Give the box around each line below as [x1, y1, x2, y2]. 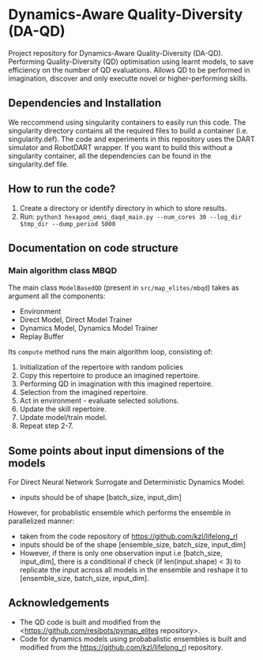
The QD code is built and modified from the [19, 617, 161, 627]
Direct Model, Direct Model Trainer [19, 315, 133, 324]
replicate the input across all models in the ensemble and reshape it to [19, 565, 249, 575]
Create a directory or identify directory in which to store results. [19, 203, 227, 212]
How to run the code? [8, 182, 116, 196]
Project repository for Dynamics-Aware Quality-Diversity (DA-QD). [8, 48, 224, 58]
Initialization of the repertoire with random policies [19, 362, 184, 372]
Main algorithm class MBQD [8, 264, 118, 276]
